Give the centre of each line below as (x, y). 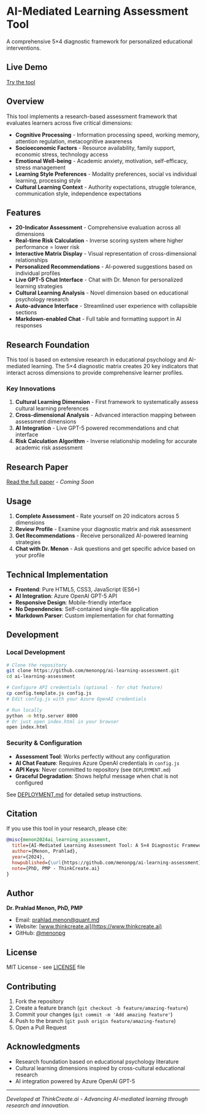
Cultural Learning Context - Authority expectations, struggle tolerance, (106, 187)
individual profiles (38, 273)
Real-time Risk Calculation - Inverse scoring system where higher (99, 240)
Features (24, 212)
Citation (22, 814)
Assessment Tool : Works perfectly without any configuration (93, 756)
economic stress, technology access (62, 154)
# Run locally (25, 710)
